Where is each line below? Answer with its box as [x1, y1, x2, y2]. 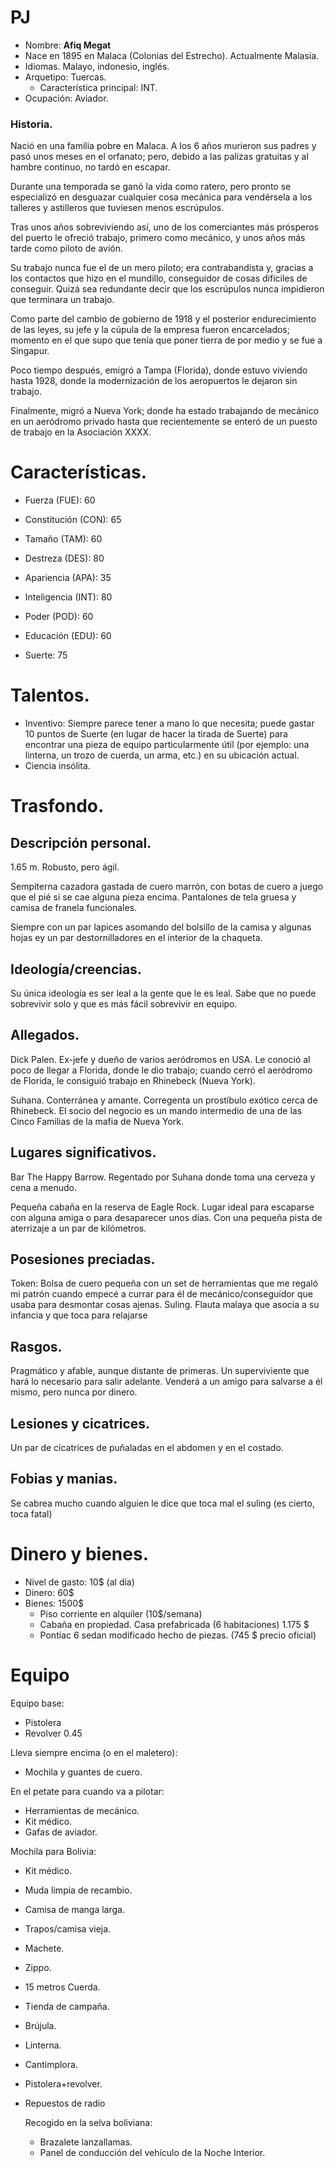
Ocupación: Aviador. [24, 92, 109, 104]
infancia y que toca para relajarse [10, 1309, 148, 1321]
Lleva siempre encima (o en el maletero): [10, 1746, 178, 1758]
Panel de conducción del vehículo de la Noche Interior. [39, 2146, 266, 2158]
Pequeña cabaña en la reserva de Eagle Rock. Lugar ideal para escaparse [10, 1201, 315, 1213]
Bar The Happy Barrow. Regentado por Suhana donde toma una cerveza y [10, 1171, 316, 1183]
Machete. [24, 1942, 65, 1954]
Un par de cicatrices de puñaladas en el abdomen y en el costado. [10, 1441, 284, 1453]
